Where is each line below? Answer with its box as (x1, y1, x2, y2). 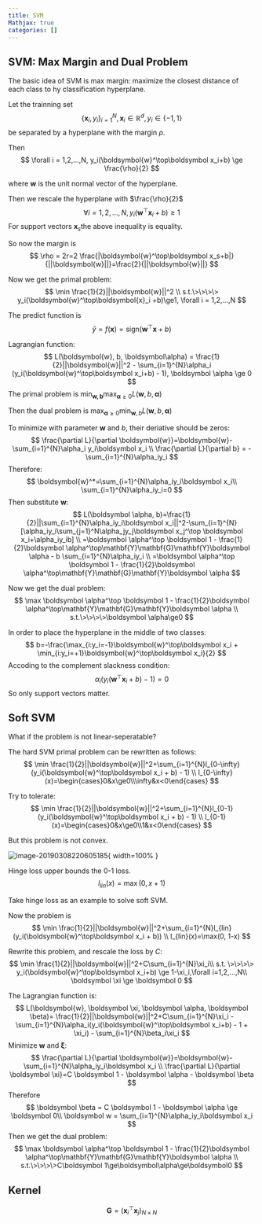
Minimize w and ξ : (8, 1041, 67, 1050)
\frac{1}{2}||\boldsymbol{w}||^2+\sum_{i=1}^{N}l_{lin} (58, 924, 232, 933)
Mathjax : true (8, 19, 55, 27)
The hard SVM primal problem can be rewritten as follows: (8, 747, 197, 757)
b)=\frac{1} (155, 510, 191, 519)
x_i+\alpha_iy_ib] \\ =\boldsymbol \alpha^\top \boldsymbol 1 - (20, 535, 217, 544)
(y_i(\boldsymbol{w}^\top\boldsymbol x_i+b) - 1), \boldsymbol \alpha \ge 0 (11, 368, 253, 378)
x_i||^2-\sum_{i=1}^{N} (164, 518, 238, 528)
